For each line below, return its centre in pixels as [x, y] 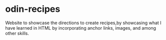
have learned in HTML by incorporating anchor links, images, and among [81, 28]
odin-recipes [33, 9]
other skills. [17, 33]
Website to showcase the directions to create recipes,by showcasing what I [84, 23]
